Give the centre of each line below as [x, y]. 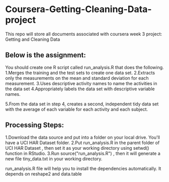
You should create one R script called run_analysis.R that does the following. [84, 67]
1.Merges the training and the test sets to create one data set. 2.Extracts [80, 73]
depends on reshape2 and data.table [44, 174]
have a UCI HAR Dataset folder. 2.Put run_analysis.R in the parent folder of [82, 143]
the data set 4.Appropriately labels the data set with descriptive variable [80, 89]
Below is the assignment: [46, 55]
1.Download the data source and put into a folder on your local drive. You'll [83, 137]
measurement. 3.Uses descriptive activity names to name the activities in [81, 83]
